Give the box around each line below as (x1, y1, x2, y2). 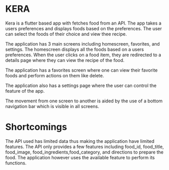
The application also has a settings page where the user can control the (5, 82, 157, 89)
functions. (5, 160, 27, 166)
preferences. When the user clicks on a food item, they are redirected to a (5, 52, 161, 58)
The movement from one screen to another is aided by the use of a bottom (5, 98, 163, 104)
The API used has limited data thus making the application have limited (5, 138, 155, 144)
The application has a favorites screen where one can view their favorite (5, 67, 158, 73)
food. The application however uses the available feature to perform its (5, 154, 155, 160)
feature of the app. (5, 88, 45, 94)
